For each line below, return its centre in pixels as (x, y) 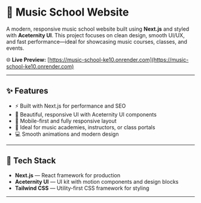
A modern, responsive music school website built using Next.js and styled (98, 29)
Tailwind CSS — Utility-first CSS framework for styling (82, 188)
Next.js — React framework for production (68, 175)
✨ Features (27, 91)
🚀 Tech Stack (31, 161)
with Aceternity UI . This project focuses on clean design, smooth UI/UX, (95, 35)
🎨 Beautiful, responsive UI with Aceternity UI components (86, 114)
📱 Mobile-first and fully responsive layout (66, 121)
